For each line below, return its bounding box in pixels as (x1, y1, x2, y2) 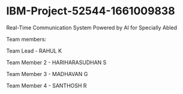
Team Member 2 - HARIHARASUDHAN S (6, 59, 107, 66)
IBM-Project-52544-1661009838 (6, 4, 175, 18)
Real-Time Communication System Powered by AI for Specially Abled (6, 24, 178, 31)
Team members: (6, 35, 47, 43)
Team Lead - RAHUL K (6, 47, 62, 54)
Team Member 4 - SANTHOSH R (6, 82, 87, 89)
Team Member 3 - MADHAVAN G (6, 70, 88, 77)
